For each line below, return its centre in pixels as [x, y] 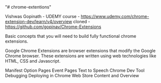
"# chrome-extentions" [28, 7]
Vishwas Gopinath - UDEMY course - [42, 16]
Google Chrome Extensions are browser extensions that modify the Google [80, 51]
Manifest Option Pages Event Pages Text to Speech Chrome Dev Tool [75, 70]
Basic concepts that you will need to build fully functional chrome [71, 36]
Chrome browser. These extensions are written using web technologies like [81, 56]
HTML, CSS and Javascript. [33, 61]
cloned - [81, 22]
